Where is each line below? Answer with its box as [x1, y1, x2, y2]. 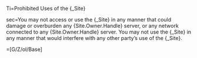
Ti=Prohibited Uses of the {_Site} [6, 5, 86, 12]
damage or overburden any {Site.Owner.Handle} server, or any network [6, 23, 179, 29]
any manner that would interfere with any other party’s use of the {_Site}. [6, 35, 182, 41]
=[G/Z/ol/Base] [6, 46, 43, 53]
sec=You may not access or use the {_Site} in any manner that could [6, 16, 172, 23]
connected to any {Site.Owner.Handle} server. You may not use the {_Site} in [6, 28, 192, 35]
